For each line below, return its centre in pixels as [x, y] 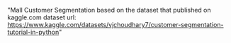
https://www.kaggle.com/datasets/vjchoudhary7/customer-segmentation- [116, 25]
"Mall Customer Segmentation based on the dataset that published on [109, 10]
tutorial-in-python [33, 32]
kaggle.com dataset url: [42, 17]
